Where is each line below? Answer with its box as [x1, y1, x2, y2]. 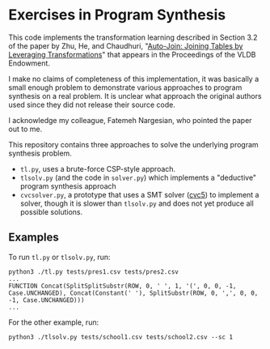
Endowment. [8, 58, 51, 68]
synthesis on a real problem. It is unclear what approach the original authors [8, 91, 262, 100]
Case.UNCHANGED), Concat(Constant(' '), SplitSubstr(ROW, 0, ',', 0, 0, [8, 289, 259, 297]
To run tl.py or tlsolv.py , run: [8, 252, 111, 262]
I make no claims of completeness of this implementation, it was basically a [8, 74, 259, 83]
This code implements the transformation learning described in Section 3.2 [8, 32, 258, 42]
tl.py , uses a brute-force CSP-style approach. [19, 164, 176, 173]
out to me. [8, 124, 43, 134]
